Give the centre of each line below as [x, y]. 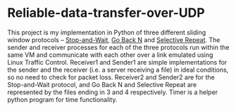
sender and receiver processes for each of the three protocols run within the [118, 47]
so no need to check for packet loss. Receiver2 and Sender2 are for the [111, 77]
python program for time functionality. [62, 99]
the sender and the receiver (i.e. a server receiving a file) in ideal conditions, [118, 70]
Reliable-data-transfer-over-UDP [106, 13]
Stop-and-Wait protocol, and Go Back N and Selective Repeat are [102, 84]
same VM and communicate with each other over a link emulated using [110, 55]
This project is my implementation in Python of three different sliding [107, 32]
